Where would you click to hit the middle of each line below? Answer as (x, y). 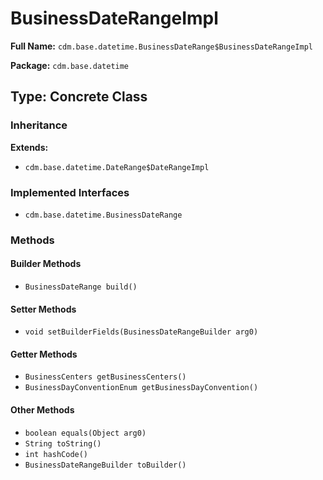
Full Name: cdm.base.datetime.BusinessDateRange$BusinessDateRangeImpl (161, 46)
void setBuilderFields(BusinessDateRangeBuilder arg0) (141, 332)
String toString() (63, 443)
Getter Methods (44, 354)
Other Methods (42, 410)
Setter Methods (43, 309)
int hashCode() (56, 454)
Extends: (29, 147)
